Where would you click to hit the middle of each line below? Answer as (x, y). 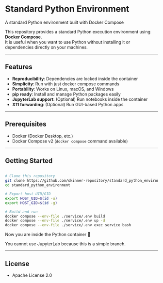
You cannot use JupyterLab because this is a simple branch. (65, 244)
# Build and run (21, 212)
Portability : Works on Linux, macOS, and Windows (63, 89)
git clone (15, 181)
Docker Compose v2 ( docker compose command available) (70, 141)
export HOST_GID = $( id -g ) (31, 203)
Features (19, 67)
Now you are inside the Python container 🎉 (48, 235)
